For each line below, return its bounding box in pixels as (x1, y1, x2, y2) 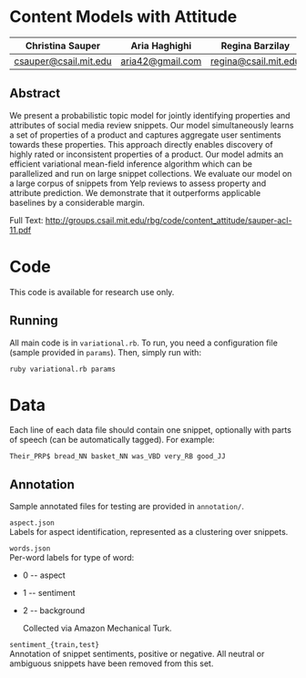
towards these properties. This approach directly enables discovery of (9, 139, 273, 149)
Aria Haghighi (130, 39, 192, 52)
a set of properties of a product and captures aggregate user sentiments (9, 129, 281, 140)
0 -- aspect (22, 570, 66, 580)
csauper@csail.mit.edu (14, 55, 112, 67)
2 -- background (22, 605, 86, 616)
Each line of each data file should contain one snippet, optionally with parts (9, 425, 291, 436)
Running (9, 313, 59, 329)
